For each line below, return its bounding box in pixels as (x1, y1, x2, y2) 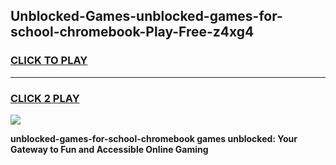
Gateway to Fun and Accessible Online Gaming (10, 143, 209, 155)
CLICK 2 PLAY (10, 91, 80, 105)
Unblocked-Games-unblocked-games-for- (10, 8, 283, 25)
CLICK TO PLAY (10, 54, 88, 68)
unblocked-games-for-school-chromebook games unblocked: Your (10, 132, 298, 144)
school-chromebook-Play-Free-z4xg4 (10, 24, 255, 41)
